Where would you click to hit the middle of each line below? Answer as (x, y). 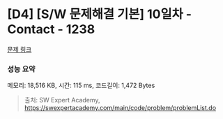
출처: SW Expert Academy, (62, 100)
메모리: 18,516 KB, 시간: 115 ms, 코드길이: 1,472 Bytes (81, 85)
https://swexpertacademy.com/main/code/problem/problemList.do (120, 108)
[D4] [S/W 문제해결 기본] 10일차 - (100, 14)
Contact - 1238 (51, 29)
